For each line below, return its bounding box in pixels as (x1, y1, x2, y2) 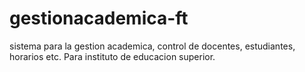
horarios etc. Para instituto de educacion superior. (9, 50, 216, 62)
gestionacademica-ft (9, 7, 189, 30)
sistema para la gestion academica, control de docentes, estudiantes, (9, 40, 296, 52)
